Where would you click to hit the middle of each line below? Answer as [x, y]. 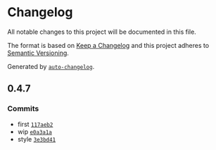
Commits [23, 108]
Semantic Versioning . [38, 53]
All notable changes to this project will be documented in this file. [102, 32]
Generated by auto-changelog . [51, 66]
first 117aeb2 [35, 124]
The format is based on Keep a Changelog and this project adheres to [108, 45]
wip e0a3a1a [35, 132]
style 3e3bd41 [37, 139]
